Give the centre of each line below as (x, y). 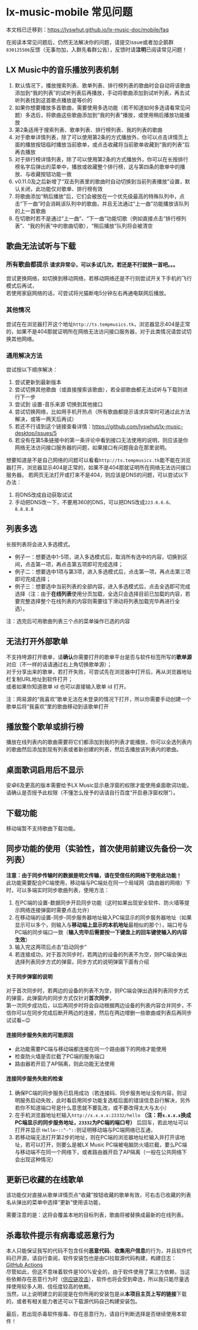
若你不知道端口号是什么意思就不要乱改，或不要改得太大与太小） (92, 1107)
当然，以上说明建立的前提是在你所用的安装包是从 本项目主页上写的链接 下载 (96, 1294)
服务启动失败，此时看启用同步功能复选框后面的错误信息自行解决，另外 (105, 1100)
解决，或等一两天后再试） (46, 419)
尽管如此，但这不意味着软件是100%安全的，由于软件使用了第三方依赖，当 (96, 1272)
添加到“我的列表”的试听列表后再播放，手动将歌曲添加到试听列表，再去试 (102, 93)
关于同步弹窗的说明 (29, 977)
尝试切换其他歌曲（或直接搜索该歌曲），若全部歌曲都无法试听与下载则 (98, 390)
